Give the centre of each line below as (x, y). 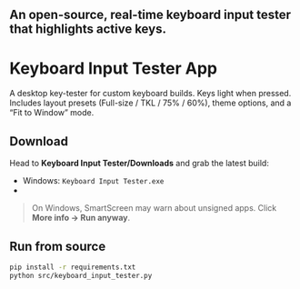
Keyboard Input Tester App (114, 68)
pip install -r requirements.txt (73, 267)
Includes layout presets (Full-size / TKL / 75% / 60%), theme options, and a (150, 103)
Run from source (58, 246)
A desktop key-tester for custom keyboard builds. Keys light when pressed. (150, 94)
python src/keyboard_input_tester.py (81, 275)
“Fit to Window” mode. (52, 113)
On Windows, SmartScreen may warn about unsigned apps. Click (154, 208)
